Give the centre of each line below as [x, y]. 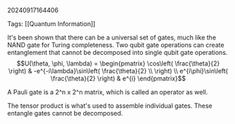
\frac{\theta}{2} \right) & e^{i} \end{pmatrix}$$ [118, 78]
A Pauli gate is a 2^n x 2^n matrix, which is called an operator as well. [108, 92]
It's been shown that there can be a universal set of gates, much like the [112, 37]
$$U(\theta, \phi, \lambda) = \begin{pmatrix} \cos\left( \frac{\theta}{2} [118, 63]
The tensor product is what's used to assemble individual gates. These [110, 106]
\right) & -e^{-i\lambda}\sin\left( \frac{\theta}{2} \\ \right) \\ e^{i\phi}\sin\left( [118, 71]
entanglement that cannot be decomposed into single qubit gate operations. [118, 52]
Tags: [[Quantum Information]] [51, 24]
